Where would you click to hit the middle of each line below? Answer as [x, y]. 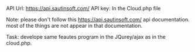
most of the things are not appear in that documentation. [74, 26]
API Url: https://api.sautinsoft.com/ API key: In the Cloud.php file [83, 8]
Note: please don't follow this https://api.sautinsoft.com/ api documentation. [98, 19]
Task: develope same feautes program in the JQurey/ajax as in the [86, 37]
